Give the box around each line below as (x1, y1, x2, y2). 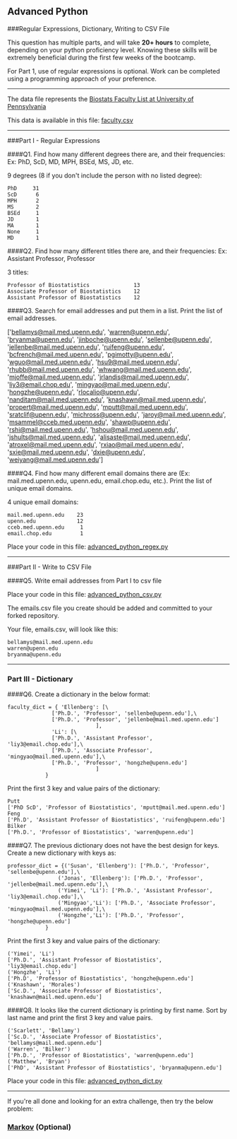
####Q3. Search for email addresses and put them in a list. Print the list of (7, 306, 223, 315)
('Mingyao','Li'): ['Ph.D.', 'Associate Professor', (57, 899, 217, 907)
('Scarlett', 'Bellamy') (7, 1027, 80, 1034)
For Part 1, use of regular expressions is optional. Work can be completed (7, 66, 220, 75)
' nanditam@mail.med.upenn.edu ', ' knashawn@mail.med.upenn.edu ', (7, 395, 207, 404)
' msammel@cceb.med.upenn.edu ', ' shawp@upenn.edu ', (7, 417, 171, 426)
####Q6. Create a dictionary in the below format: (7, 690, 150, 699)
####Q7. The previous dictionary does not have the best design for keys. (7, 841, 220, 850)
